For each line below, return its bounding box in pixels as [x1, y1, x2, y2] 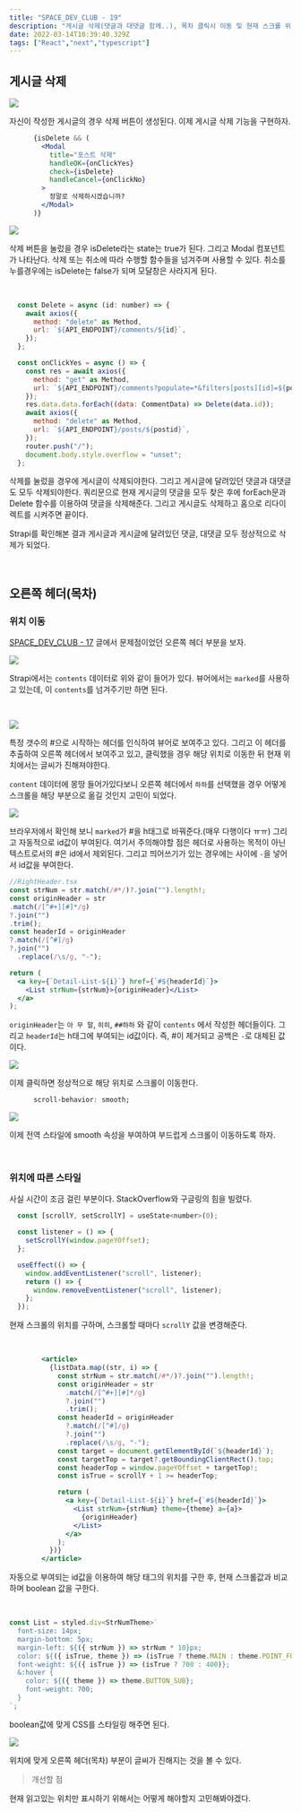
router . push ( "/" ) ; [25, 441, 94, 451]
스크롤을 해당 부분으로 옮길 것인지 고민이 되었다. [9, 790, 177, 801]
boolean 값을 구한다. [25, 1583, 99, 1594]
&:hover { [17, 1669, 54, 1678]
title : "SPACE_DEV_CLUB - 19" [9, 13, 123, 22]
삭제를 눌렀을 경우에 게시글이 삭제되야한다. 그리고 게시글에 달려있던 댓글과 [9, 476, 268, 487]
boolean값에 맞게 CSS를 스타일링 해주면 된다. [9, 1719, 170, 1730]
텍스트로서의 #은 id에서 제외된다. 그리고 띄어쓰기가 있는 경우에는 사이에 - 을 [9, 848, 271, 859]
